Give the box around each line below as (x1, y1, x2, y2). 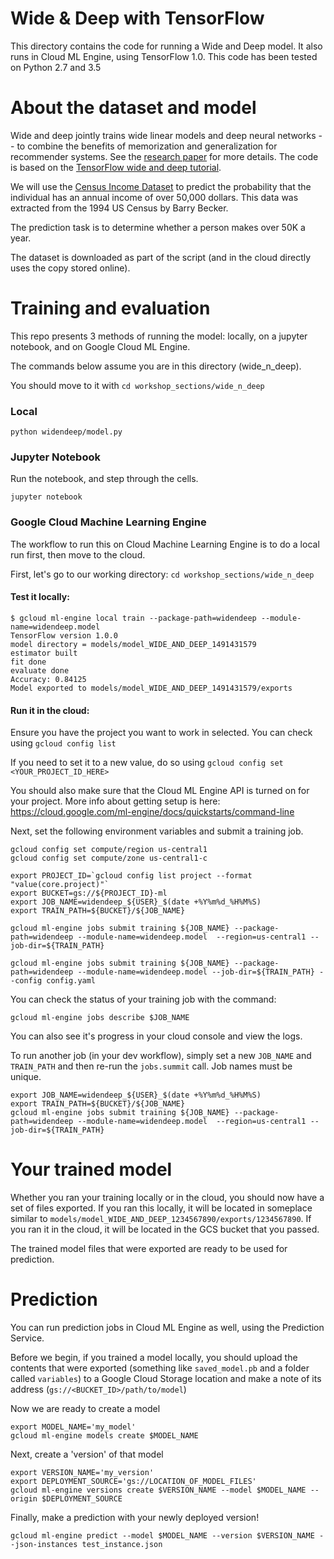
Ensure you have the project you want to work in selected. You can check (10, 727, 313, 739)
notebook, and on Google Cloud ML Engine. (10, 340, 191, 352)
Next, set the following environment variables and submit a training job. (10, 825, 304, 837)
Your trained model (10, 1158, 173, 1181)
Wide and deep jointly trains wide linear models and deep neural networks (10, 129, 317, 141)
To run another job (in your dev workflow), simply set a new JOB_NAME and (10, 1050, 312, 1062)
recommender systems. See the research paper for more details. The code (10, 150, 319, 162)
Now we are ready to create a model (10, 1402, 161, 1414)
